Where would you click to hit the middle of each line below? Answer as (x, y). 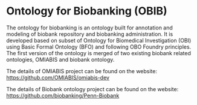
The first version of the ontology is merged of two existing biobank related (99, 53)
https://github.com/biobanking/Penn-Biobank (63, 95)
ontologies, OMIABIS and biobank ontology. (60, 59)
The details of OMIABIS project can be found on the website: (82, 71)
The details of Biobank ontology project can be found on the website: (92, 89)
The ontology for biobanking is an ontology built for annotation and (90, 28)
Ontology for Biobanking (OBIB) (87, 11)
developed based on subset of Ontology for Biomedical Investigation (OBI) (99, 40)
